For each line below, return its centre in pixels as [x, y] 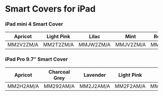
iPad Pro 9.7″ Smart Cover [36, 59]
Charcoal [59, 72]
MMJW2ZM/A [94, 45]
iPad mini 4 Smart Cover [34, 24]
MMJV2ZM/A [131, 45]
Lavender [95, 75]
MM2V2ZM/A [23, 45]
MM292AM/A [59, 86]
